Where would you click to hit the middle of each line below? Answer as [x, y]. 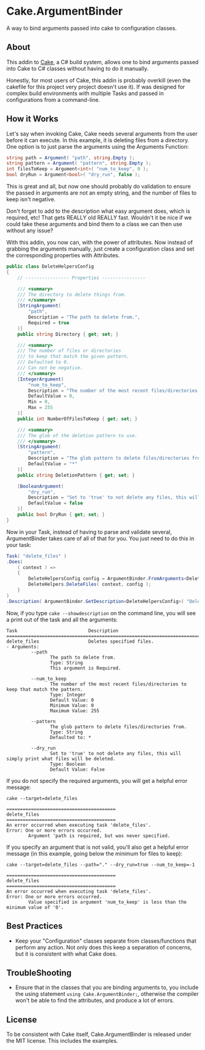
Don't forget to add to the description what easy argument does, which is [98, 211]
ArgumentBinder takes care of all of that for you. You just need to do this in [100, 538]
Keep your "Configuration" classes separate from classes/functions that [106, 941]
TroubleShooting [39, 973]
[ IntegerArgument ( [41, 379]
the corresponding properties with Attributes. [63, 255]
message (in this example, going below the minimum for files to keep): [95, 853]
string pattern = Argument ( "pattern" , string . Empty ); [79, 163]
